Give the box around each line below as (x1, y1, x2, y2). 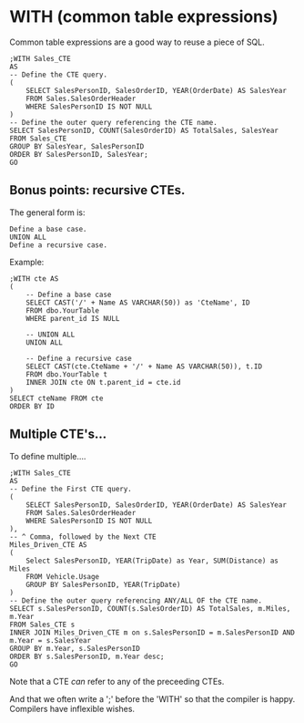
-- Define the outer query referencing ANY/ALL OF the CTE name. (9, 595, 262, 605)
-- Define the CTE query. (9, 70, 107, 79)
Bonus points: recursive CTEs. (9, 182, 186, 198)
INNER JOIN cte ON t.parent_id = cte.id (25, 377, 181, 387)
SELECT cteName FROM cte (9, 394, 104, 403)
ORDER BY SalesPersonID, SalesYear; (9, 150, 148, 159)
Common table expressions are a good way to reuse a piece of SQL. (9, 36, 266, 47)
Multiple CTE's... (9, 427, 107, 442)
